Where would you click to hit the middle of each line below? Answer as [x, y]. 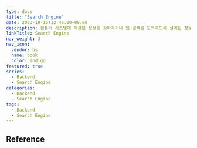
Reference [26, 139]
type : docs [19, 11]
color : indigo [28, 60]
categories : [21, 88]
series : [16, 72]
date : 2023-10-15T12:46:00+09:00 [47, 22]
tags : [13, 104]
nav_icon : [18, 45]
